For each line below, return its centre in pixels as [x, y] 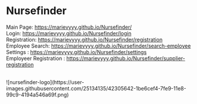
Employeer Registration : [36, 58]
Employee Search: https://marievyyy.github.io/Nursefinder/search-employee [98, 46]
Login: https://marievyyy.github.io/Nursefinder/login [69, 33]
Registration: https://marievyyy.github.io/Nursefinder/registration [84, 39]
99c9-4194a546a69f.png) [38, 95]
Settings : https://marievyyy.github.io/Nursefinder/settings [77, 52]
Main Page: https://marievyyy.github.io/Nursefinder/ [69, 27]
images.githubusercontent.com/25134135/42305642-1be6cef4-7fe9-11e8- [96, 88]
